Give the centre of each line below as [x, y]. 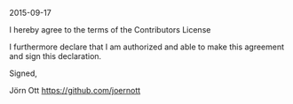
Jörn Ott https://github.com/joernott [75, 90]
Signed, [23, 73]
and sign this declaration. [55, 56]
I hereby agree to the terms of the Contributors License [110, 30]
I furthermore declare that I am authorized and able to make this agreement [147, 47]
